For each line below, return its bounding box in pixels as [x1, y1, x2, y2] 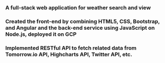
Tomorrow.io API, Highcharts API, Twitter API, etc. [5, 51, 132, 58]
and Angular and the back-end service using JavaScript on [5, 24, 155, 31]
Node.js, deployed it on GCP [5, 30, 77, 37]
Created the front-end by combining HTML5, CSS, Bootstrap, [5, 17, 160, 25]
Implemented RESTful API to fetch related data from [5, 44, 137, 51]
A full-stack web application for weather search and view [5, 4, 151, 11]
